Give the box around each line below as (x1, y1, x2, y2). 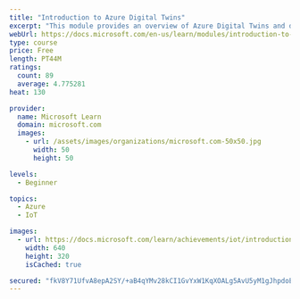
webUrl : (9, 29, 38, 38)
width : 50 (32, 145, 70, 154)
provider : (9, 104, 46, 112)
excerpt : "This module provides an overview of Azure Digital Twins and (9, 21, 286, 30)
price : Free (9, 46, 54, 55)
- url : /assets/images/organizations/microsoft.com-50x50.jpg (25, 137, 262, 146)
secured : (9, 276, 42, 286)
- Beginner (17, 178, 58, 187)
